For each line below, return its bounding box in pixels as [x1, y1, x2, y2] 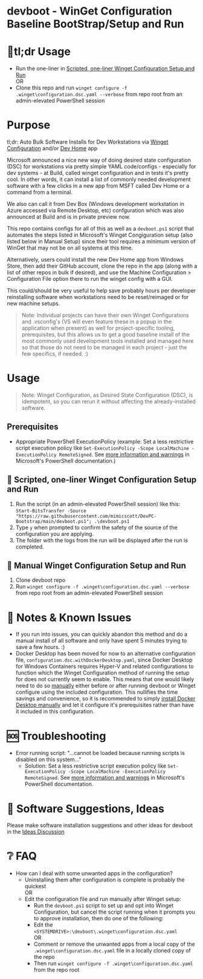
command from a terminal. [7, 189, 73, 196]
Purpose [7, 118, 51, 132]
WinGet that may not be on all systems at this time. [7, 244, 134, 252]
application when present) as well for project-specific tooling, [21, 325, 175, 332]
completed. [15, 543, 44, 550]
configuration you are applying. [15, 530, 94, 537]
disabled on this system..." [15, 756, 82, 763]
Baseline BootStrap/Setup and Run [7, 17, 184, 31]
